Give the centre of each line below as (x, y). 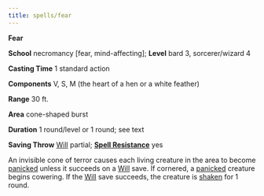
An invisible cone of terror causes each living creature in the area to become (132, 160)
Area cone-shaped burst (48, 114)
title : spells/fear (40, 15)
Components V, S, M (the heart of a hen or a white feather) (104, 83)
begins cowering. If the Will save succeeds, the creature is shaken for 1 (123, 176)
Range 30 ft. (28, 98)
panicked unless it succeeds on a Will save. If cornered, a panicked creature (132, 168)
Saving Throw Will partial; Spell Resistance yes (86, 144)
